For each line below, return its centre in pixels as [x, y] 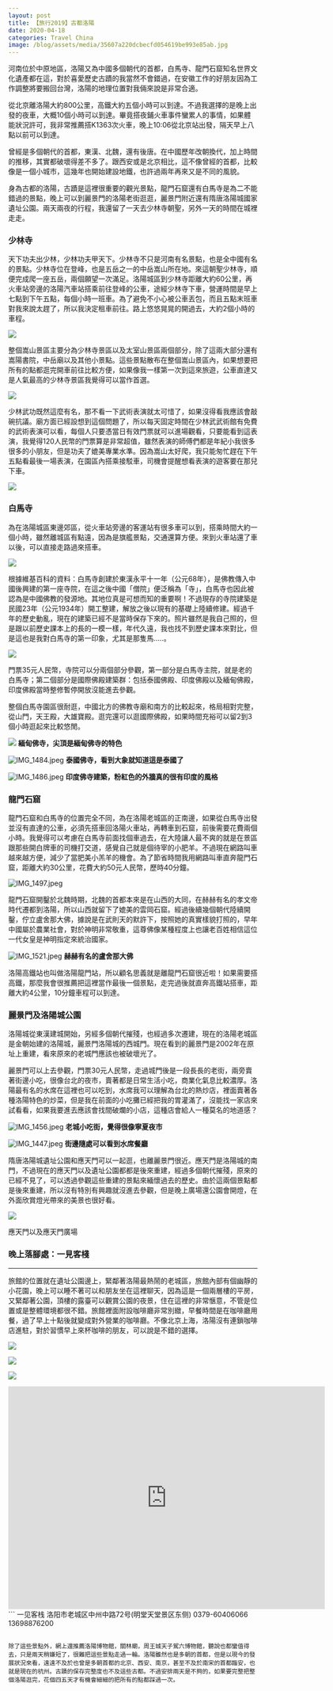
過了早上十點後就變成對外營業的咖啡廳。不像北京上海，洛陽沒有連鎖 [132, 1320]
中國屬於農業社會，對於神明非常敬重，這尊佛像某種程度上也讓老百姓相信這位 [133, 929]
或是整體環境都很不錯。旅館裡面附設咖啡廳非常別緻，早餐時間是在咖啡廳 [132, 1310]
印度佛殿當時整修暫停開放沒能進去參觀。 [74, 689]
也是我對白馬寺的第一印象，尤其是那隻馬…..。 [96, 638]
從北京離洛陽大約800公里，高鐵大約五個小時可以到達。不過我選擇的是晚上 [129, 105]
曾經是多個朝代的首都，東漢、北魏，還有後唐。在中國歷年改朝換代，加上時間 [133, 152]
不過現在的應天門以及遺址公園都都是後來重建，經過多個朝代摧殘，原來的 [140, 1171]
